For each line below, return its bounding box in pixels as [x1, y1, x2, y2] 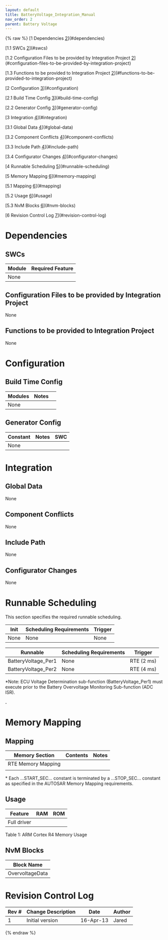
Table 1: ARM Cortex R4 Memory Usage [5, 831, 88, 838]
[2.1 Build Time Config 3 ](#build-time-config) [5, 95, 99, 101]
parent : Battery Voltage [5, 21, 57, 27]
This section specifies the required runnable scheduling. [5, 614, 122, 620]
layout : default [5, 7, 39, 13]
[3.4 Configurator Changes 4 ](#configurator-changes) [5, 153, 118, 160]
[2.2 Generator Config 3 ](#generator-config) [5, 105, 98, 111]
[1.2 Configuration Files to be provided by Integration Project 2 [5, 55, 134, 61]
